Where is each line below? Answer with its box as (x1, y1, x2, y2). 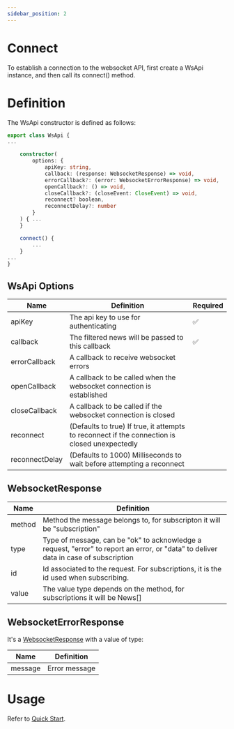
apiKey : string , (44, 164, 92, 171)
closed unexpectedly (69, 439, 138, 449)
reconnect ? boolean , (44, 196, 104, 203)
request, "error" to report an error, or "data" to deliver (42, 543, 218, 553)
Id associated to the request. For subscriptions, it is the (42, 564, 222, 573)
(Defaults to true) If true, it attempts (69, 421, 186, 431)
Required (192, 301, 224, 310)
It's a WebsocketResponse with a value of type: (7, 635, 144, 643)
